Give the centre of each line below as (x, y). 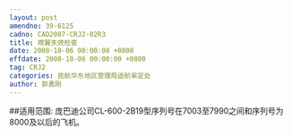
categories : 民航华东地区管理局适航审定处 (80, 76)
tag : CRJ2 (28, 68)
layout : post (34, 17)
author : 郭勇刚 (35, 84)
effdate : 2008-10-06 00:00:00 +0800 (77, 59)
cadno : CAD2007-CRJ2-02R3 (57, 34)
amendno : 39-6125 (42, 26)
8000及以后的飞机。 (47, 122)
